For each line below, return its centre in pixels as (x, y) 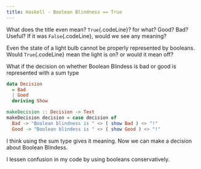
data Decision (25, 84)
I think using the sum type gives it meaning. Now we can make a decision (99, 141)
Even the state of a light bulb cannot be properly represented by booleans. (101, 48)
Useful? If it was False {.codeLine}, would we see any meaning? (87, 36)
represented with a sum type (43, 73)
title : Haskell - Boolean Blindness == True (64, 12)
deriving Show (30, 101)
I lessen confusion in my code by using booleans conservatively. (88, 159)
